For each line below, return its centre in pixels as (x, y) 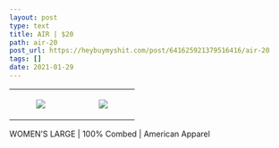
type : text (30, 26)
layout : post (34, 17)
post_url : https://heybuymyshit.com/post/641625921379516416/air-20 (139, 51)
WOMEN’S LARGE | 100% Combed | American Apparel (110, 134)
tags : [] (25, 59)
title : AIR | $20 (42, 34)
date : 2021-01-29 (42, 68)
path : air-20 (34, 42)
